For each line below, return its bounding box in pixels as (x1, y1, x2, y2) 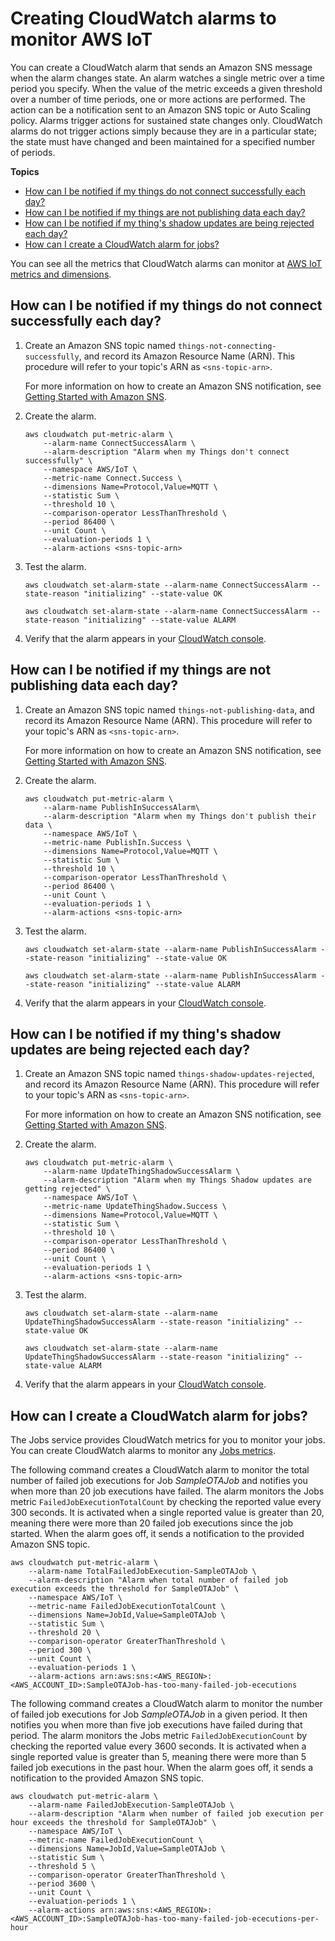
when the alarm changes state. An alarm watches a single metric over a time (10, 72, 325, 84)
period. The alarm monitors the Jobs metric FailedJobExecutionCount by (10, 1730, 308, 1742)
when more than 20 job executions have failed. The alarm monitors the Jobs (10, 1485, 325, 1497)
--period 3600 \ (28, 1879, 97, 1889)
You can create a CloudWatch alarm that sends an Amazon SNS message (10, 61, 313, 73)
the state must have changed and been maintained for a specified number (10, 135, 316, 147)
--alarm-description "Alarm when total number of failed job (28, 1575, 288, 1586)
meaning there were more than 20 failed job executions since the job (10, 1517, 294, 1529)
